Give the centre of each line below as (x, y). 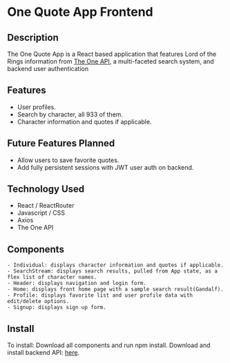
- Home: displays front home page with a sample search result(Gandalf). (116, 290)
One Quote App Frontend (80, 12)
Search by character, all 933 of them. (70, 114)
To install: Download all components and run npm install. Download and (109, 345)
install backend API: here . (44, 353)
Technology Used (46, 189)
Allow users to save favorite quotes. (68, 160)
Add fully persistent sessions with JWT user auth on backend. (105, 167)
